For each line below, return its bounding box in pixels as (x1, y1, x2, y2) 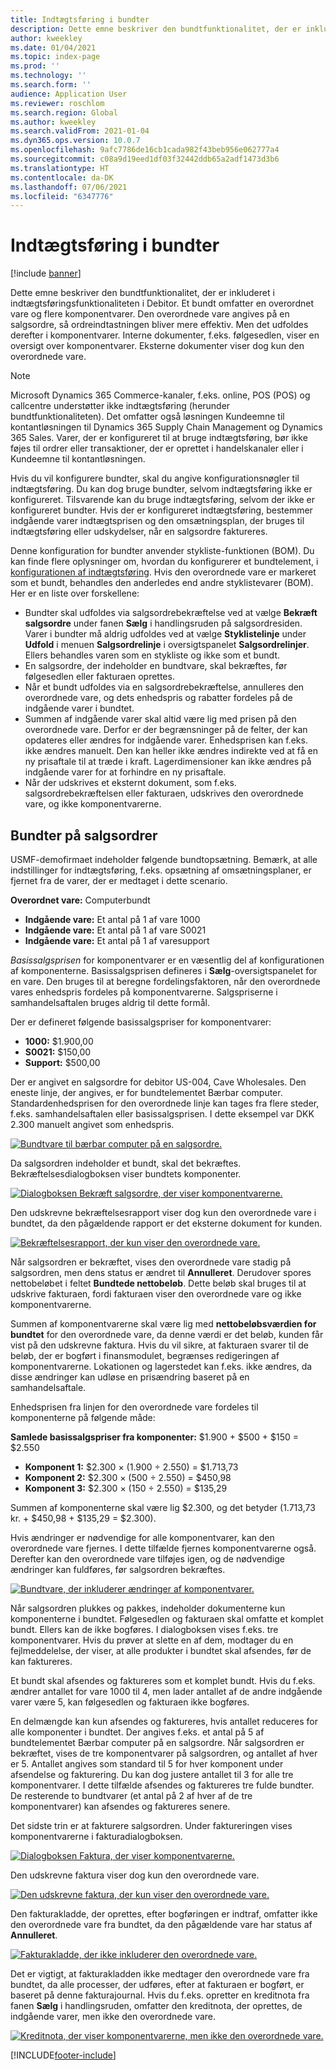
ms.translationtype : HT (10, 163, 110, 173)
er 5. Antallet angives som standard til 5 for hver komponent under (10, 1758, 284, 1770)
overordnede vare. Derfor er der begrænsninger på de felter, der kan (24, 724, 308, 736)
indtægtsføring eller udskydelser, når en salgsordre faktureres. (10, 526, 268, 538)
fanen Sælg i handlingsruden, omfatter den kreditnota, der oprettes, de (10, 2000, 303, 2011)
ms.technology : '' (10, 71, 87, 81)
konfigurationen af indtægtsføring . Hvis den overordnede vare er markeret (10, 566, 317, 578)
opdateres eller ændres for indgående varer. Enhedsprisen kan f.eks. (24, 734, 308, 746)
